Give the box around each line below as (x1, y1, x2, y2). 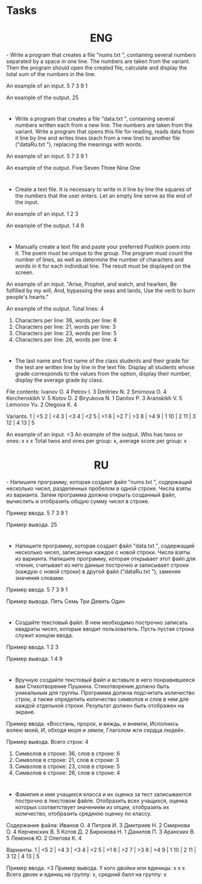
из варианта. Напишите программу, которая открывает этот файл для (14, 555, 196, 562)
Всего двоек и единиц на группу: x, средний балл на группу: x (6, 871, 167, 878)
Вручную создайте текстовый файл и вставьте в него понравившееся (14, 676, 195, 683)
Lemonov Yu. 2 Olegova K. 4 (6, 401, 77, 408)
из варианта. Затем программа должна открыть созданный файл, (6, 491, 177, 498)
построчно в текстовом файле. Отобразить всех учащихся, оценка (14, 797, 188, 804)
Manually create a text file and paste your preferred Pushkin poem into (14, 243, 191, 250)
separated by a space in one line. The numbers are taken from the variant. (6, 58, 191, 65)
